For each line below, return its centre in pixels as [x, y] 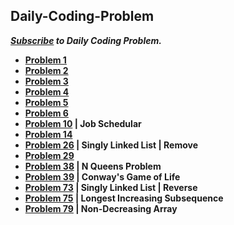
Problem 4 [47, 91]
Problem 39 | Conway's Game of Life [102, 176]
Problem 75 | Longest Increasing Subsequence [124, 198]
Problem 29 [49, 155]
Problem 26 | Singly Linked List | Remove [111, 145]
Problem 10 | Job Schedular [83, 123]
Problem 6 [46, 113]
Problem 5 [46, 102]
